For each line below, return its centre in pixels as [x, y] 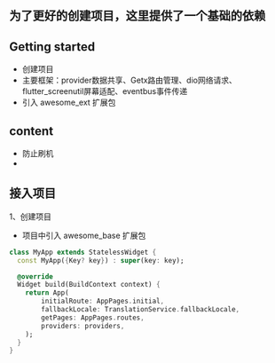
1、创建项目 [30, 217]
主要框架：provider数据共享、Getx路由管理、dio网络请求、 [129, 80]
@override [35, 276]
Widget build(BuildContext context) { [89, 285]
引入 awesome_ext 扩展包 [69, 103]
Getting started [52, 47]
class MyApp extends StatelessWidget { [83, 252]
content [31, 131]
